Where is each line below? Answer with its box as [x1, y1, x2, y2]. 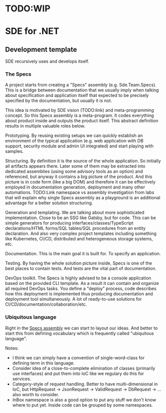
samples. [5, 148, 24, 154]
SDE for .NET [5, 26, 59, 37]
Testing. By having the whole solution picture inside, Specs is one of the [5, 260, 153, 266]
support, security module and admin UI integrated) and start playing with [5, 143, 154, 149]
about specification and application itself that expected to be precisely [5, 92, 149, 98]
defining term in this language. [12, 360, 75, 366]
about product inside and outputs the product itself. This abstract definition [5, 118, 159, 124]
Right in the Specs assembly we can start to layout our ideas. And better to [5, 325, 158, 331]
